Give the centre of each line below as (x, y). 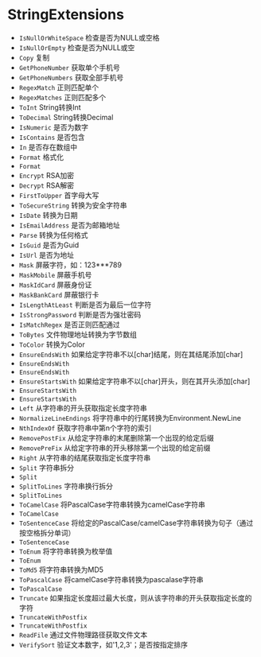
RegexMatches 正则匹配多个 (62, 97)
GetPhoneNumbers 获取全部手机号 (71, 77)
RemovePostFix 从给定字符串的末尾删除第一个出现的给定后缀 (116, 437)
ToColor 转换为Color (52, 344)
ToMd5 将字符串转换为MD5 (61, 570)
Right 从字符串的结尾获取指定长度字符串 (85, 457)
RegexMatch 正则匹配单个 (59, 87)
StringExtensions (66, 15)
